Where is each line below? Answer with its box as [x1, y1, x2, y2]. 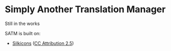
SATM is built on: [5, 30, 41, 36]
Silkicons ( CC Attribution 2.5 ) [12, 40, 74, 46]
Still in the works [5, 20, 40, 27]
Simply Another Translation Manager [5, 4, 166, 15]
